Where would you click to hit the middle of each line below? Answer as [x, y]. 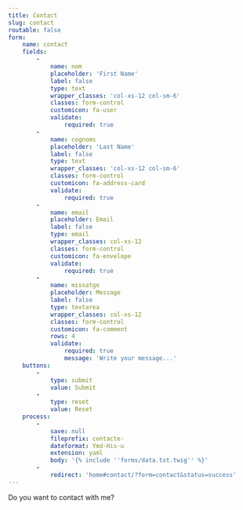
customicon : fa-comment [89, 329]
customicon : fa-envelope [91, 256]
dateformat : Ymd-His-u [87, 446]
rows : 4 [63, 337]
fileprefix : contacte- [87, 439]
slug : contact [31, 23]
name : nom [66, 67]
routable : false [34, 30]
